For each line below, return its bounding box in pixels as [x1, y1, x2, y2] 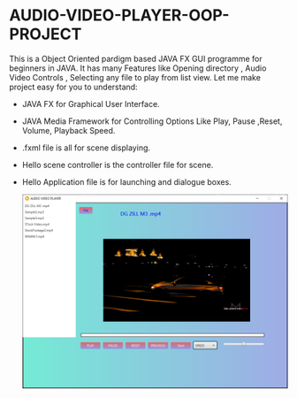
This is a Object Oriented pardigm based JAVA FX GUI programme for [9, 53, 263, 64]
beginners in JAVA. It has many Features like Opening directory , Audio [9, 63, 267, 73]
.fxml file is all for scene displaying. [21, 142, 151, 153]
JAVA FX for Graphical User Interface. [21, 98, 161, 109]
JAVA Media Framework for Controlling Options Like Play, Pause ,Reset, [21, 116, 283, 126]
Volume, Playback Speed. [21, 125, 116, 135]
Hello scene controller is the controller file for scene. [21, 159, 214, 170]
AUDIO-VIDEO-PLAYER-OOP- [9, 5, 230, 26]
